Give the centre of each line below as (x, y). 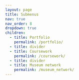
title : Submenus (22, 14)
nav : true (15, 19)
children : (15, 33)
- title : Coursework (31, 51)
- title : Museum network (35, 65)
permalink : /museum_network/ (44, 70)
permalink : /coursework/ (40, 56)
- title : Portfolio (30, 38)
